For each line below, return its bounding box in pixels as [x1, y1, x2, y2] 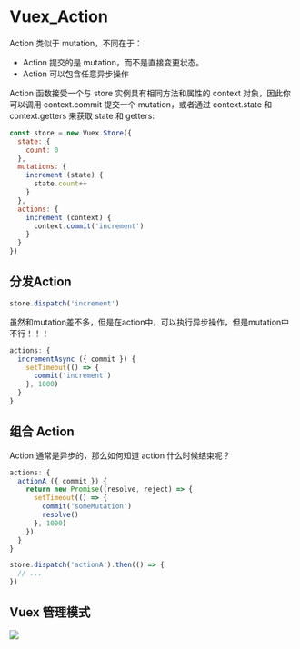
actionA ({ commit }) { [17, 476, 107, 485]
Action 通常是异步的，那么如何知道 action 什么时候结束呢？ [9, 450, 231, 461]
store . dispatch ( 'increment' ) [9, 298, 120, 308]
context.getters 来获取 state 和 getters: [9, 110, 155, 121]
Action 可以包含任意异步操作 [22, 68, 130, 79]
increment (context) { [25, 213, 112, 222]
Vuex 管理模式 [9, 604, 91, 620]
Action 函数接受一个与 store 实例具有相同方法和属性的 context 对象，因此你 [9, 87, 291, 98]
